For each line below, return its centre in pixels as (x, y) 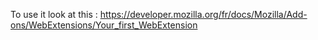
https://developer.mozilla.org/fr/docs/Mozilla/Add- (203, 14)
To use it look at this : (54, 14)
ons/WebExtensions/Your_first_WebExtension (104, 25)
